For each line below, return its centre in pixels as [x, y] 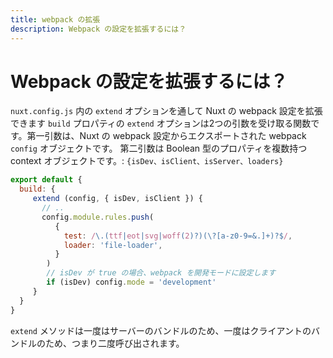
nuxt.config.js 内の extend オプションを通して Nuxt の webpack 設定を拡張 [166, 111]
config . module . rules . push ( [98, 217]
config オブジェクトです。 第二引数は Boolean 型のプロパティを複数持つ [159, 148]
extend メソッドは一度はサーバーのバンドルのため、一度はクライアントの [161, 330]
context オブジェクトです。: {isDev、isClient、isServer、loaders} [147, 161]
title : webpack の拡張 [55, 19]
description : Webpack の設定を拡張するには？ [98, 29]
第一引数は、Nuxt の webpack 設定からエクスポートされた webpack [166, 136]
